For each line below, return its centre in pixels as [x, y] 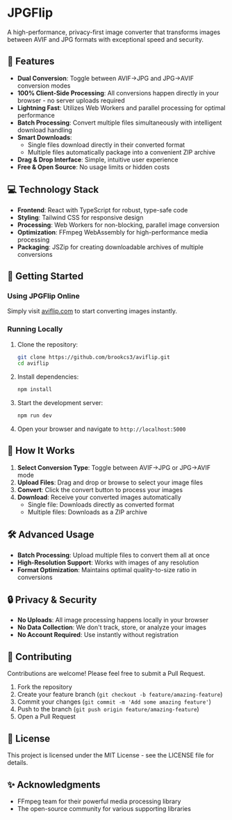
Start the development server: [60, 403]
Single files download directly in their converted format [106, 145]
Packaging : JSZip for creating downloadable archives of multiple [110, 247]
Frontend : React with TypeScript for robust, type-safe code [102, 210]
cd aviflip [33, 363]
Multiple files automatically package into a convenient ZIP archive [121, 152]
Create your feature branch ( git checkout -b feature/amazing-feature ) [120, 695]
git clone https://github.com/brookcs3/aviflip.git [93, 357]
